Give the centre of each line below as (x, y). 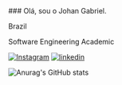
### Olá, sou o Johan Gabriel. (57, 11)
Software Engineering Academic (61, 42)
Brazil (18, 26)
